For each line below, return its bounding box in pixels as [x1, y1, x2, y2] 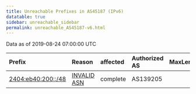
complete [100, 75, 127, 83]
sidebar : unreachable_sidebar [6, 19, 80, 25]
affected [100, 58, 124, 66]
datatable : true [6, 14, 45, 20]
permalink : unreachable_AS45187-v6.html [6, 24, 106, 31]
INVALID [72, 71, 95, 79]
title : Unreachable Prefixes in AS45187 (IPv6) [6, 8, 124, 15]
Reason [72, 58, 93, 66]
